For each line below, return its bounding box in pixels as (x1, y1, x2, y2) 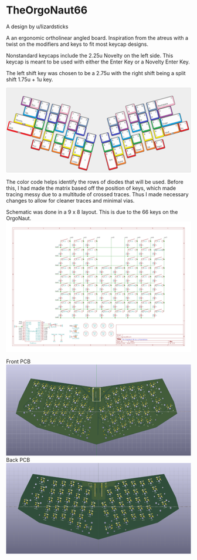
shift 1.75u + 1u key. (6, 76, 53, 83)
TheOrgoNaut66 (6, 4, 88, 17)
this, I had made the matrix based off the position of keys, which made (6, 185, 176, 192)
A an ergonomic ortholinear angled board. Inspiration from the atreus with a (6, 34, 189, 41)
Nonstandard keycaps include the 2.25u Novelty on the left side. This (6, 52, 174, 59)
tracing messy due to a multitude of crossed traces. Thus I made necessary (6, 190, 189, 197)
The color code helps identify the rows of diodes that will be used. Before (6, 178, 184, 185)
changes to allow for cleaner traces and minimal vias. (6, 197, 135, 204)
